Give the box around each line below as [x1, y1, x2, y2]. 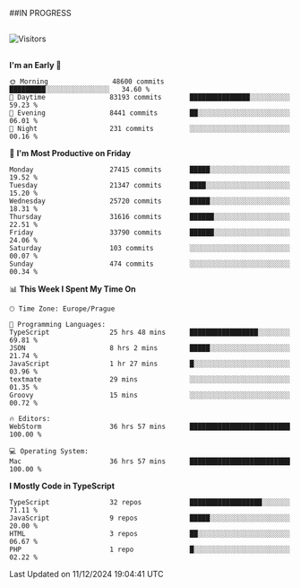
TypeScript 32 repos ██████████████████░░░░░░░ [9, 497, 291, 506]
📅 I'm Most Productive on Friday [9, 147, 132, 158]
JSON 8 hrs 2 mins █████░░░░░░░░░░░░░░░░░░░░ [9, 343, 291, 353]
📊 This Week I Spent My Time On [9, 283, 136, 294]
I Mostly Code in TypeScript [9, 480, 115, 491]
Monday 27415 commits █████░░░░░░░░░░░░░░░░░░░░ [9, 165, 291, 174]
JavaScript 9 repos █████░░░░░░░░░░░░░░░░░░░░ [9, 513, 291, 522]
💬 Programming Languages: [9, 320, 106, 329]
